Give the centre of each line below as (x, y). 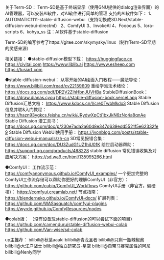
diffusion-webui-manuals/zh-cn (37, 138)
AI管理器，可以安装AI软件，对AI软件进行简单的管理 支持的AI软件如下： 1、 (80, 13)
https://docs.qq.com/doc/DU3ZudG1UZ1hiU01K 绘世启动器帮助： (70, 144)
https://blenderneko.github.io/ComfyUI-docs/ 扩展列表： (62, 198)
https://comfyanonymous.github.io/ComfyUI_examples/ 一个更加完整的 (77, 173)
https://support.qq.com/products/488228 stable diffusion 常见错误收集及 (79, 151)
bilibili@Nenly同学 (23, 252)
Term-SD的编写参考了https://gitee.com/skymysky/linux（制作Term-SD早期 (80, 42)
